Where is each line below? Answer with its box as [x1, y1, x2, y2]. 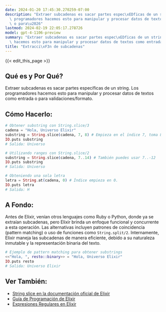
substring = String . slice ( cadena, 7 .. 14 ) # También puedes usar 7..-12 [5, 155, 156, 160]
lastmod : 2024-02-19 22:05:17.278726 [5, 26, 83, 31]
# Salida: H [5, 187, 30, 192]
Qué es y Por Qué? [5, 72, 63, 81]
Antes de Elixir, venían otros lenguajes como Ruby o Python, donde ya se [5, 214, 154, 220]
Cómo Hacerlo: [5, 110, 53, 118]
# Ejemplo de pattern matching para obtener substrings [5, 250, 123, 255]
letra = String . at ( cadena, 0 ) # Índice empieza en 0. [5, 178, 119, 183]
